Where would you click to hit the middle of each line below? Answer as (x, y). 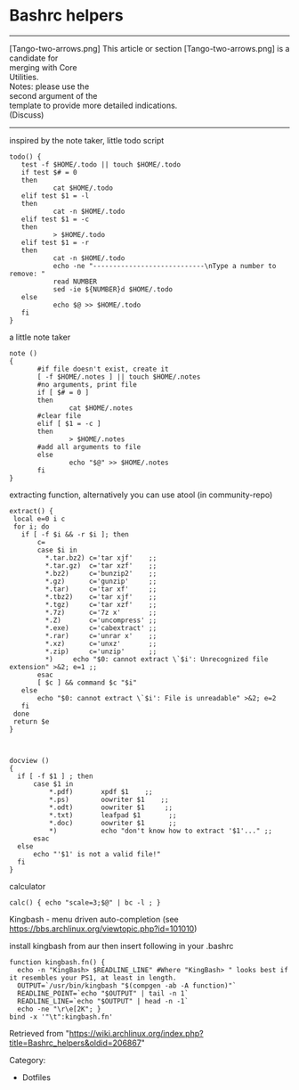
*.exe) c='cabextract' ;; (101, 628)
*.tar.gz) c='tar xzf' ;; (101, 565)
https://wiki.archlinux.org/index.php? (136, 1033)
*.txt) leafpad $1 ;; (113, 815)
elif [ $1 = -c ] (69, 423)
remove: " (28, 274)
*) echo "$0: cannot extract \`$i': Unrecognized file (157, 659)
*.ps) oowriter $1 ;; (109, 799)
